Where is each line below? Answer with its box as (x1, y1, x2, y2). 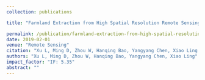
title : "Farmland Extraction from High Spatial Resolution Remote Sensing (6, 19, 201, 26)
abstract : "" (6, 64, 40, 70)
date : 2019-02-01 (6, 36, 51, 42)
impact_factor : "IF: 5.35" (6, 59, 75, 65)
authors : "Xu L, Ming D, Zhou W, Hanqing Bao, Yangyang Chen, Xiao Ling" (6, 53, 198, 59)
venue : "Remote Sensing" (6, 42, 70, 48)
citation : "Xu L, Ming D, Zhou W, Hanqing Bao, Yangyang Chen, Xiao (6, 48, 184, 54)
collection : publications (6, 8, 72, 15)
